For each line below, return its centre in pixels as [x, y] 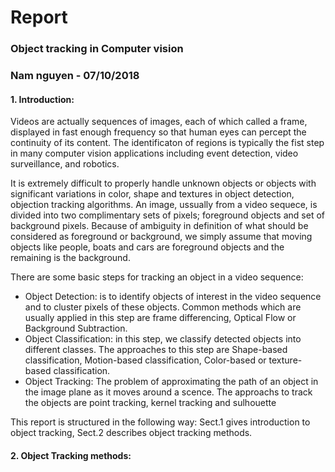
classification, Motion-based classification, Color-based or [145, 360]
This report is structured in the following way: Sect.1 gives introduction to [160, 422]
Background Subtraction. [76, 328]
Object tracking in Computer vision [97, 49]
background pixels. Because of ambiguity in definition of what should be [159, 226]
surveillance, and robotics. [65, 164]
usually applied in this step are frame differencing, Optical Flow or [160, 318]
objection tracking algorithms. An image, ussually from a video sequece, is [164, 205]
